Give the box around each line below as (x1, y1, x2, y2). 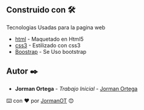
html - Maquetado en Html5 (14, 35, 84, 42)
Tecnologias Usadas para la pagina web (6, 23, 105, 31)
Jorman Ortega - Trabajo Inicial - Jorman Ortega (14, 85, 138, 92)
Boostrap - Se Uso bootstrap (14, 48, 87, 55)
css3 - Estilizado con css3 (14, 41, 81, 49)
